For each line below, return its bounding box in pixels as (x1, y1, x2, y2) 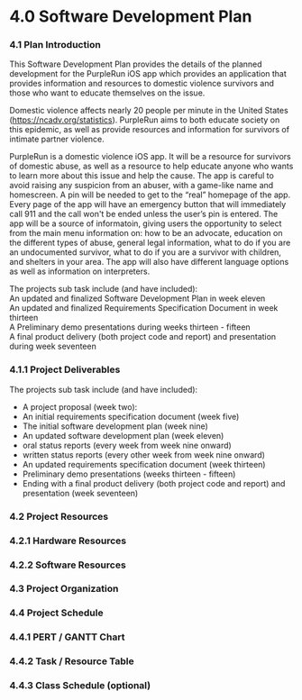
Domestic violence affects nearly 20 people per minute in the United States (9, 105, 288, 116)
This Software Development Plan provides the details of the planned (9, 59, 263, 69)
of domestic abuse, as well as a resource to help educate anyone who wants (9, 160, 294, 172)
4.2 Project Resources (9, 510, 109, 523)
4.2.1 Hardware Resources (9, 534, 127, 547)
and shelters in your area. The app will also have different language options (9, 257, 289, 268)
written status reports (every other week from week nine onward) (22, 449, 266, 460)
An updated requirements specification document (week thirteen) (22, 459, 266, 469)
